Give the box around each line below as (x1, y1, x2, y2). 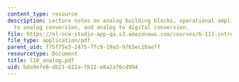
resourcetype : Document (7, 51, 78, 58)
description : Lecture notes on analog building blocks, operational (7, 17, 215, 24)
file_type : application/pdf (7, 37, 91, 44)
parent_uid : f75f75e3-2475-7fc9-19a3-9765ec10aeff (7, 43, 161, 51)
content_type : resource (7, 10, 78, 18)
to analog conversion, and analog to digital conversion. (14, 24, 190, 31)
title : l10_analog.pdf (7, 57, 75, 64)
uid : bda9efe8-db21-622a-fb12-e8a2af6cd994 (7, 63, 139, 71)
